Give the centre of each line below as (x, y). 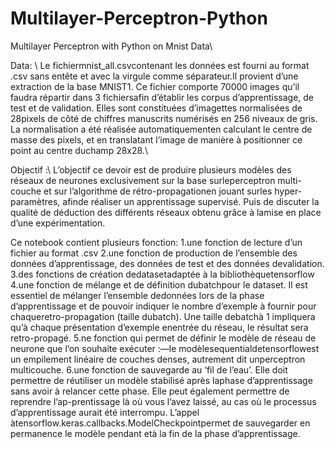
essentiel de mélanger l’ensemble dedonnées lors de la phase (137, 295)
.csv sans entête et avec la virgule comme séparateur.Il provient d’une (154, 76)
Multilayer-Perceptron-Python (139, 18)
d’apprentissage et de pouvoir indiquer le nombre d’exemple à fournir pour (163, 306)
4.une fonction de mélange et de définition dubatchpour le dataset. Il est (159, 284)
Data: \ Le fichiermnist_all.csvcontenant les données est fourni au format (160, 65)
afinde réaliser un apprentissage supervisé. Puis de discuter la (191, 201)
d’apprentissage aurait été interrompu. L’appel (105, 412)
